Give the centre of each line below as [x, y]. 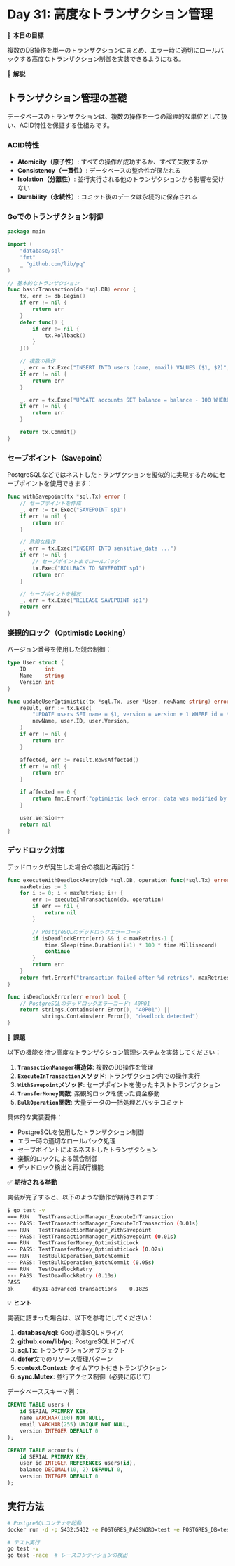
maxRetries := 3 [44, 887]
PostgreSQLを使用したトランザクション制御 [81, 1132]
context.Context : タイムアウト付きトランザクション [92, 1368]
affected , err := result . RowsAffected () [79, 760]
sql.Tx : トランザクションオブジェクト [71, 1350]
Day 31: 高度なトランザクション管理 [110, 14]
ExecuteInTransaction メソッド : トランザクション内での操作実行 [109, 1076]
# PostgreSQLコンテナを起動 [44, 1523]
